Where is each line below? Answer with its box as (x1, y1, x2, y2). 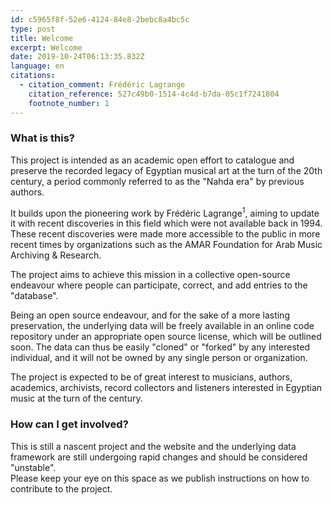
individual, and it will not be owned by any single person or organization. (10, 352, 308, 364)
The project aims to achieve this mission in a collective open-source (10, 269, 291, 281)
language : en (10, 61, 65, 71)
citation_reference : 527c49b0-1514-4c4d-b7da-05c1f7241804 (28, 89, 280, 99)
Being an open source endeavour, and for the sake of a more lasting (10, 309, 290, 321)
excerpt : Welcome (10, 42, 83, 53)
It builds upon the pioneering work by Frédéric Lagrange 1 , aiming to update (10, 205, 320, 219)
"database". (10, 290, 59, 302)
